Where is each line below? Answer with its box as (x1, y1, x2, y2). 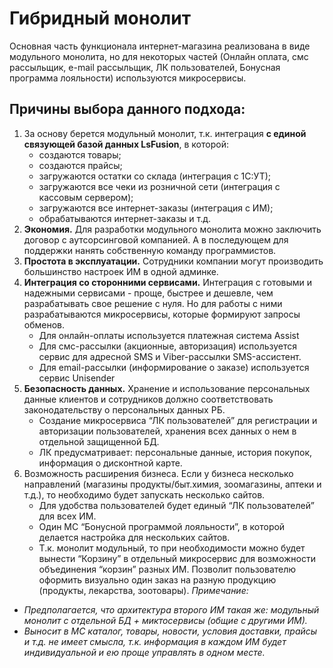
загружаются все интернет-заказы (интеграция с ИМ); (38, 202, 274, 214)
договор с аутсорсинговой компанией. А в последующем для (23, 233, 289, 246)
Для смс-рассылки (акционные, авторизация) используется (38, 340, 298, 352)
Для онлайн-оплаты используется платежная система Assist (38, 329, 300, 341)
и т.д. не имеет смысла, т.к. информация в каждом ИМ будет (23, 635, 287, 647)
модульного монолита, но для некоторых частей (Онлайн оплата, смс (9, 50, 309, 62)
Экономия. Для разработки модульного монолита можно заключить (23, 223, 322, 235)
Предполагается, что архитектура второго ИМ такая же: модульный (23, 603, 320, 616)
